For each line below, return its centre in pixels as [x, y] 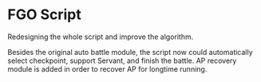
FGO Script [44, 15]
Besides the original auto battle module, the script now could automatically [130, 52]
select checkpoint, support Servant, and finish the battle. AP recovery [122, 61]
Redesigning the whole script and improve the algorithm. [101, 37]
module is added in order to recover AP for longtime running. [107, 68]
